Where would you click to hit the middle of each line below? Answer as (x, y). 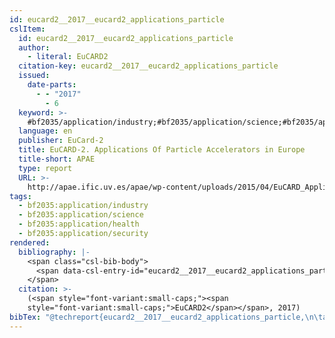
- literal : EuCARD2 (68, 57)
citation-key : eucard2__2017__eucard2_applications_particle (148, 66)
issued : (34, 76)
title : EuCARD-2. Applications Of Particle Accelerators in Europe (162, 150)
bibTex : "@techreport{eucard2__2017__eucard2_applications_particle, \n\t (166, 317)
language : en (45, 131)
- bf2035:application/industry (83, 206)
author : (34, 47)
